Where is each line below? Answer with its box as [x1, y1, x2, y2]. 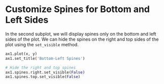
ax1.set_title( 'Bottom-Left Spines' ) [5, 56, 85, 61]
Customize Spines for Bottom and [5, 4, 150, 15]
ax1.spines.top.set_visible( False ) [5, 74, 81, 79]
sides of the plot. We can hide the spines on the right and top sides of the [5, 36, 159, 42]
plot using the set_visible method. [5, 41, 79, 47]
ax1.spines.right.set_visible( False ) [5, 69, 85, 75]
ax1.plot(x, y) [5, 51, 38, 56]
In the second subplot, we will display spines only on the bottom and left [5, 31, 156, 37]
